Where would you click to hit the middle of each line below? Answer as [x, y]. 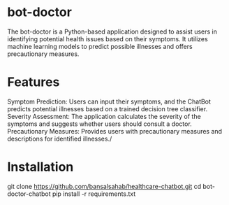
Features [34, 82]
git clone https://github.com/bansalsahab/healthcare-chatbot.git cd [104, 186]
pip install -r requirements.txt [94, 194]
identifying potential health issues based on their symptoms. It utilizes [108, 38]
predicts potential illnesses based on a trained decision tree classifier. [108, 108]
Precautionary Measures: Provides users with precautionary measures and [114, 131]
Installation [40, 167]
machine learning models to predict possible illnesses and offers [100, 46]
